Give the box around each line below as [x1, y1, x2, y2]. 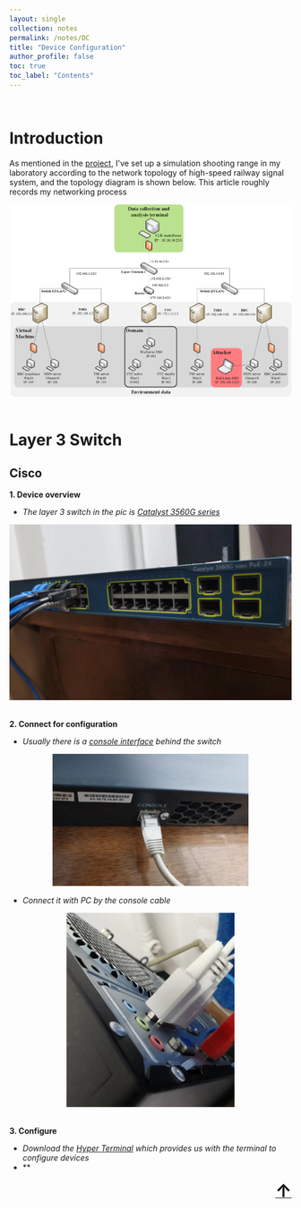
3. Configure [9, 1126, 57, 1136]
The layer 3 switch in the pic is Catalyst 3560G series [21, 507, 220, 518]
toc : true [9, 62, 47, 71]
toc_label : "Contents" [9, 72, 94, 81]
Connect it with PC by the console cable [21, 895, 171, 905]
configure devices [21, 1152, 90, 1163]
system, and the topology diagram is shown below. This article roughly [9, 176, 271, 187]
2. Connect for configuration [9, 719, 118, 730]
